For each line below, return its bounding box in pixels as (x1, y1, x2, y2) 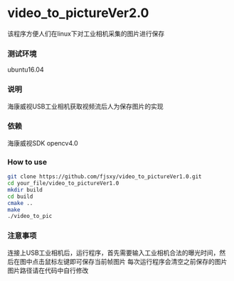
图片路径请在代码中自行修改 (7, 266, 89, 275)
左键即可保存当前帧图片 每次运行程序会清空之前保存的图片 (56, 257, 228, 265)
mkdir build (7, 186, 43, 193)
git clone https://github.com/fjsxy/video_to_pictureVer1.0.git (7, 173, 202, 180)
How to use (7, 157, 48, 167)
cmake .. (7, 199, 33, 206)
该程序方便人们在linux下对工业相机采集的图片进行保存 (7, 29, 165, 38)
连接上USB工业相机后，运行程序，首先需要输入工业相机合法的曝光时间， (7, 248, 220, 257)
